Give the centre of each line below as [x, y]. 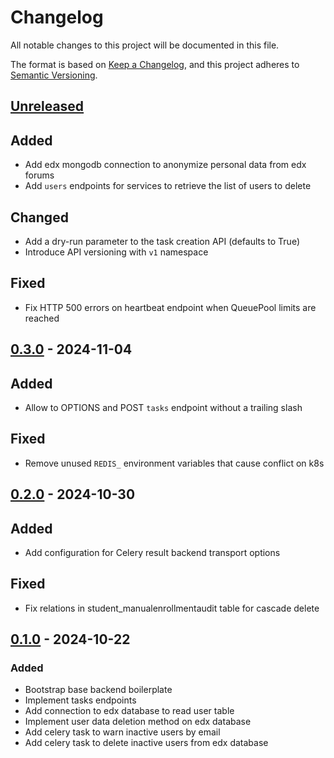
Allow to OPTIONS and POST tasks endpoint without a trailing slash [163, 407]
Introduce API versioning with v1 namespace [116, 252]
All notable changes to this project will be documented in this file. [145, 45]
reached [42, 318]
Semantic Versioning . [54, 75]
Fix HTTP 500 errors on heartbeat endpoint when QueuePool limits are [170, 307]
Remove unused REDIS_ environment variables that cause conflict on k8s [174, 463]
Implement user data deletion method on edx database [138, 722]
